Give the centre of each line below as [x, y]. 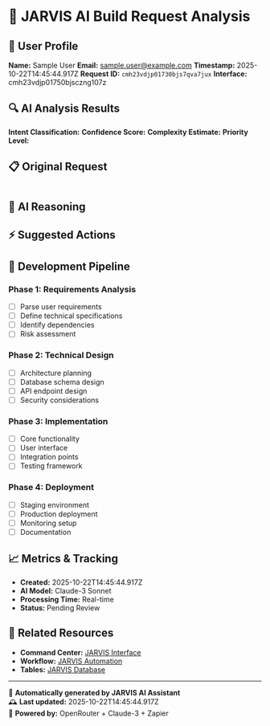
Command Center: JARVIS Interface [80, 652]
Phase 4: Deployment [51, 487]
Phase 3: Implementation [58, 421]
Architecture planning [56, 373]
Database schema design [62, 381]
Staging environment [55, 504]
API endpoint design [53, 391]
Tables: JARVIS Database [63, 669]
